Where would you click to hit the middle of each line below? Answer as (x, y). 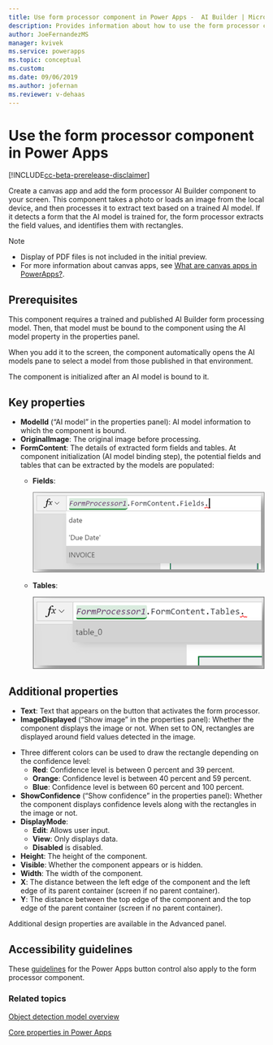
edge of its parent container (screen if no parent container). (120, 891)
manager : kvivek (36, 43)
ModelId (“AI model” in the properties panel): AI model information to (135, 422)
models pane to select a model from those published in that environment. (131, 361)
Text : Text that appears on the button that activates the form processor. (140, 711)
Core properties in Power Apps (60, 1032)
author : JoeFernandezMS (49, 34)
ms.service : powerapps (47, 52)
